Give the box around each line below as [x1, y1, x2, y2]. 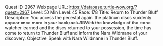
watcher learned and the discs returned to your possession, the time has [5, 25, 152, 31]
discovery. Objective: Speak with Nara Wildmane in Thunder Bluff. [5, 35, 138, 41]
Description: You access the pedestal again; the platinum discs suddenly [5, 15, 152, 20]
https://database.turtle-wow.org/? [69, 4, 137, 10]
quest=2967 [5, 9, 30, 15]
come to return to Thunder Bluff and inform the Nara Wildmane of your [5, 30, 148, 36]
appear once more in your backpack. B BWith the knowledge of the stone [5, 20, 151, 25]
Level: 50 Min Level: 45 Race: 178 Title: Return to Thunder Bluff [31, 9, 158, 15]
